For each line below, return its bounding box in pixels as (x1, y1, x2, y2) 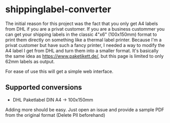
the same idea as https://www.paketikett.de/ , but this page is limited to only (5, 53, 164, 59)
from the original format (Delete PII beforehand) (5, 112, 106, 118)
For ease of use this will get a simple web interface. (5, 68, 114, 75)
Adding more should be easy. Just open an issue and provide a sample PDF (5, 106, 164, 113)
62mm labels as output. (5, 58, 55, 64)
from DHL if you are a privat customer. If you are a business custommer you (5, 26, 165, 32)
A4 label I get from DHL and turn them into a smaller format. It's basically (5, 47, 159, 54)
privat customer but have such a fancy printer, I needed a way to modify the (5, 42, 165, 48)
